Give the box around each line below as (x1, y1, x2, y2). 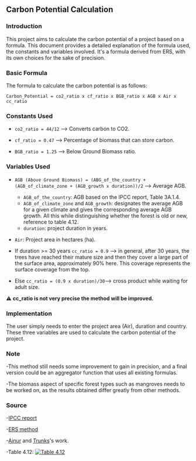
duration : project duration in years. (23, 225, 108, 232)
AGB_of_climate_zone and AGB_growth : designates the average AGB (23, 199, 183, 207)
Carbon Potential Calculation (6, 5, 114, 15)
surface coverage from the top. (14, 266, 90, 273)
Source (6, 401, 27, 410)
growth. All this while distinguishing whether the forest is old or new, (23, 212, 188, 219)
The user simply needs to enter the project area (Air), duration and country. (6, 322, 187, 329)
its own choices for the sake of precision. (6, 54, 105, 61)
